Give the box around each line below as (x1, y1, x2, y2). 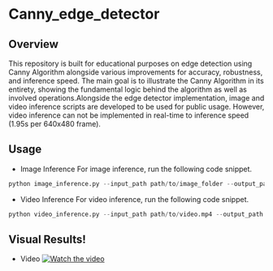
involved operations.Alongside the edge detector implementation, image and (8, 93, 265, 102)
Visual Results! (8, 232, 87, 246)
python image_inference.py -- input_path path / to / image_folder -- (8, 179, 234, 187)
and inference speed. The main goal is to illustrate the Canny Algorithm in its (8, 76, 264, 85)
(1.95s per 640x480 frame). (8, 119, 102, 128)
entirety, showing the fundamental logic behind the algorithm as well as (8, 84, 248, 94)
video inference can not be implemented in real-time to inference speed (8, 110, 249, 120)
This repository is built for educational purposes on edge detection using (8, 58, 253, 68)
